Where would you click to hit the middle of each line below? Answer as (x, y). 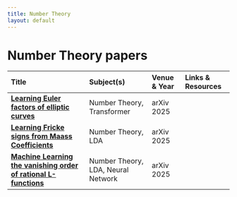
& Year (163, 87)
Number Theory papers (78, 55)
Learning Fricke (38, 128)
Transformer (110, 112)
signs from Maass (42, 136)
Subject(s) (107, 82)
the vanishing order (45, 165)
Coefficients (32, 145)
